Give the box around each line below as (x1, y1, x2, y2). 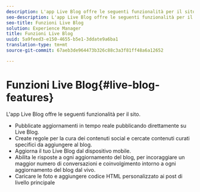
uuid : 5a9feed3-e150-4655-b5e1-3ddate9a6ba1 (6, 36, 118, 42)
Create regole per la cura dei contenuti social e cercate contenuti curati (14, 134, 190, 141)
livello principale (14, 179, 55, 186)
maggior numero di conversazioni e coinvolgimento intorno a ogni (14, 160, 176, 167)
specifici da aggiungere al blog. (14, 141, 92, 148)
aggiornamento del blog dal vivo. (14, 166, 96, 173)
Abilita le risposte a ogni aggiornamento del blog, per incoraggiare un (14, 153, 185, 160)
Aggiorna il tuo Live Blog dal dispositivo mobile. (14, 147, 132, 155)
